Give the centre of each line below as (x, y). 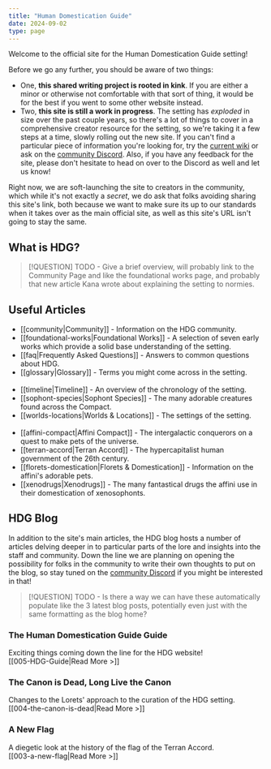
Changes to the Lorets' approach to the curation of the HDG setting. (122, 700)
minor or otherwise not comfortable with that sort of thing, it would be (137, 94)
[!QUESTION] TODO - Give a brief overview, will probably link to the (141, 267)
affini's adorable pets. (56, 476)
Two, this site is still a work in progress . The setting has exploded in (135, 111)
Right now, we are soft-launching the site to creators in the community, (127, 187)
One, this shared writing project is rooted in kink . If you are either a (134, 85)
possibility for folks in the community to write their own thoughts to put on (132, 564)
